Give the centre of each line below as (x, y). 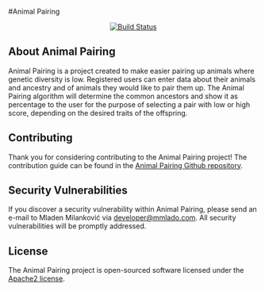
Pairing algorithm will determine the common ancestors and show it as (123, 96)
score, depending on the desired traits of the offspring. (98, 113)
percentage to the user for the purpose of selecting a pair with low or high (129, 104)
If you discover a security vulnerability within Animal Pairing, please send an (133, 209)
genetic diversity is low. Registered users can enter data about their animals (132, 79)
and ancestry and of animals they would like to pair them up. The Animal (126, 87)
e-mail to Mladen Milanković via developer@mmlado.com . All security (122, 218)
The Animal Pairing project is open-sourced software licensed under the (126, 270)
